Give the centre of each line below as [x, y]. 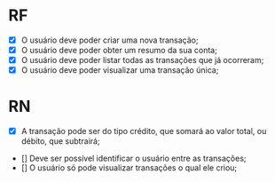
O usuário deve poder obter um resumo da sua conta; [119, 50]
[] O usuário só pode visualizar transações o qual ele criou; [129, 168]
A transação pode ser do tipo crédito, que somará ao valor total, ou [144, 131]
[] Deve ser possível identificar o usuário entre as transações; [134, 158]
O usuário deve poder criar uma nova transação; [110, 40]
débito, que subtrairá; [60, 141]
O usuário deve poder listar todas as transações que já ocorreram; [142, 60]
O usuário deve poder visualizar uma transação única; [120, 70]
